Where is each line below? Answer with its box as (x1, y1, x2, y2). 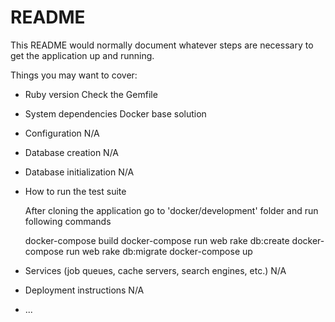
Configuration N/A (24, 127, 100, 139)
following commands (24, 215, 112, 227)
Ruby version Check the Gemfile (24, 88, 158, 100)
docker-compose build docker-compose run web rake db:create (24, 234, 290, 246)
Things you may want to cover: (10, 69, 138, 81)
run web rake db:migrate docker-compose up (65, 245, 253, 257)
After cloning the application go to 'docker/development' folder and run (24, 204, 319, 216)
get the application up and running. (10, 49, 155, 61)
